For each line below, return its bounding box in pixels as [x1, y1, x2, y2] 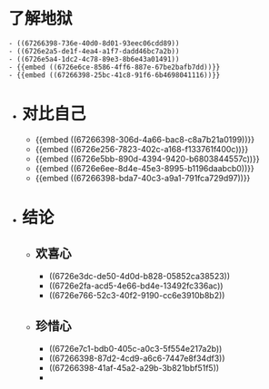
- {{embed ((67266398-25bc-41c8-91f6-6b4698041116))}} [8, 70, 221, 80]
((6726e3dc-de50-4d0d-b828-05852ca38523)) [48, 270, 231, 281]
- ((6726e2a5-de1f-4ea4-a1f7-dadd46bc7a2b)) [8, 46, 180, 55]
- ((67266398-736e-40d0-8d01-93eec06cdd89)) [8, 38, 180, 48]
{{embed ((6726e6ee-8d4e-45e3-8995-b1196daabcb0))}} [35, 162, 255, 173]
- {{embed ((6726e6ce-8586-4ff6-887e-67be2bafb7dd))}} [8, 63, 221, 72]
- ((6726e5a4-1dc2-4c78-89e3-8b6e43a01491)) [8, 54, 180, 63]
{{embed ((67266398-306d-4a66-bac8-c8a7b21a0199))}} [35, 133, 255, 145]
